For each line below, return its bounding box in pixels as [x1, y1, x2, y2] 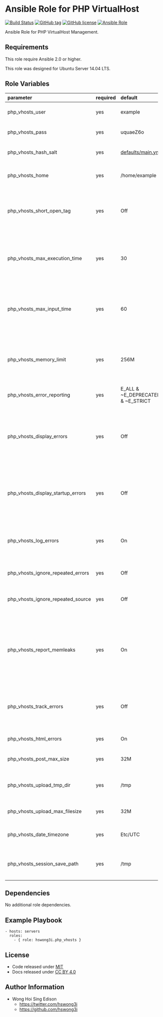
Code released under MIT [12, 964, 64, 969]
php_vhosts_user [7, 108, 46, 115]
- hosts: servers [5, 929, 40, 934]
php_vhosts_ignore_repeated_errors [7, 569, 89, 576]
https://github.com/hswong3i [19, 1006, 78, 1012]
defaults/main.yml [120, 149, 162, 156]
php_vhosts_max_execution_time [7, 255, 82, 261]
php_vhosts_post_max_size [7, 755, 69, 762]
